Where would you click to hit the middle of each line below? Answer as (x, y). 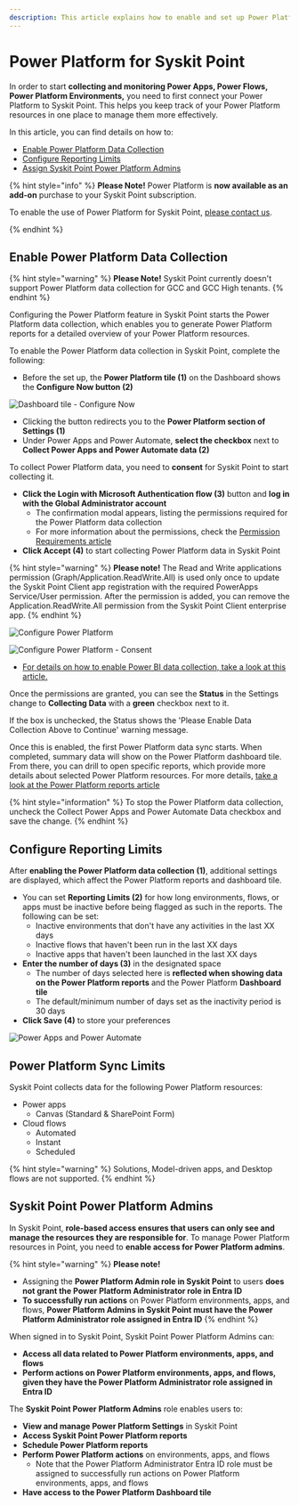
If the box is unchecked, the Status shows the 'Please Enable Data (130, 720)
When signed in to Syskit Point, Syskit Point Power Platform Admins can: (142, 1336)
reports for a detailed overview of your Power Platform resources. (129, 334)
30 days (50, 1011)
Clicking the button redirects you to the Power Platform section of (144, 422)
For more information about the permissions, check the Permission (158, 532)
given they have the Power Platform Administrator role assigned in (147, 1382)
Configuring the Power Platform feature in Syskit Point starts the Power (139, 315)
